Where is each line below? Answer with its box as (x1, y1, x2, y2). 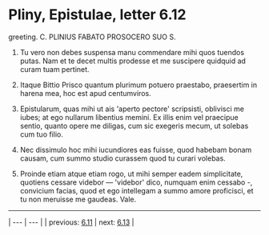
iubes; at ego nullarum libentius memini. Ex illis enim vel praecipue (19, 112, 239, 121)
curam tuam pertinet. (19, 64, 90, 74)
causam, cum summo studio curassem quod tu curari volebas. (19, 153, 226, 163)
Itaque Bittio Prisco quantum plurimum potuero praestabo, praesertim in (19, 80, 258, 90)
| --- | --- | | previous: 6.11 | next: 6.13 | (8, 217, 134, 227)
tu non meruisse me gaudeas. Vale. (19, 194, 137, 204)
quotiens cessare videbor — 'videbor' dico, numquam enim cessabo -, (19, 177, 253, 187)
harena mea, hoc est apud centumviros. (19, 88, 151, 98)
